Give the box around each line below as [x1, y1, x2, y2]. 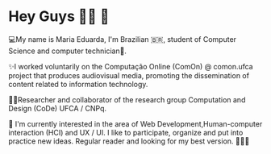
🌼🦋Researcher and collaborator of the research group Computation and [8, 94, 246, 104]
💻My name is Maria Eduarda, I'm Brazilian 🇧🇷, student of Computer [8, 34, 236, 44]
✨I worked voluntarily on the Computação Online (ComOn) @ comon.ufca [8, 61, 253, 71]
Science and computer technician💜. [8, 46, 127, 56]
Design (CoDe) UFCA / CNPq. [8, 103, 107, 113]
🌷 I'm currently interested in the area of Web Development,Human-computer [8, 119, 263, 128]
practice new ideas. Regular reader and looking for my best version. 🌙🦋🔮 [8, 136, 250, 146]
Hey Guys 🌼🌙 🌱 [8, 7, 110, 26]
